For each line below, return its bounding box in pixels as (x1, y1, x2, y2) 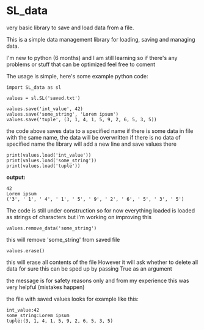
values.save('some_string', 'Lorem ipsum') (6, 111, 119, 117)
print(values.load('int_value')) (6, 152, 92, 158)
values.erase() (6, 247, 45, 254)
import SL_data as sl (6, 84, 62, 91)
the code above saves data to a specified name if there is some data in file (6, 127, 194, 135)
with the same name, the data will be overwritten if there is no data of (6, 133, 181, 141)
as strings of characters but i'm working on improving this (6, 213, 151, 220)
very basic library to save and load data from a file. (6, 24, 134, 31)
